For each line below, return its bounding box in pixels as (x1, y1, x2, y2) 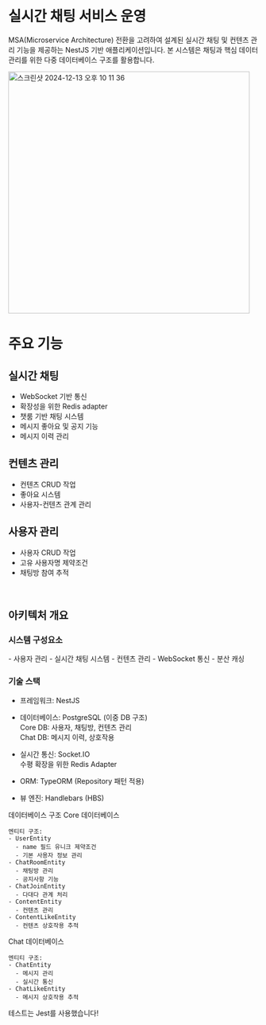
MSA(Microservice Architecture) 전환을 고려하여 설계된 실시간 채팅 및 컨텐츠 (8, 35, 249, 45)
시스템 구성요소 (8, 634, 64, 645)
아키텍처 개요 (8, 608, 69, 622)
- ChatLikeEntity (8, 984, 66, 992)
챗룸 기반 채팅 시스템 (19, 411, 84, 421)
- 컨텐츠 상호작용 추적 (15, 921, 79, 929)
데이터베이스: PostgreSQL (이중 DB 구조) (19, 712, 148, 722)
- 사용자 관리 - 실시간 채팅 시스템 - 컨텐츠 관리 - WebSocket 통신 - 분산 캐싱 (8, 654, 245, 663)
